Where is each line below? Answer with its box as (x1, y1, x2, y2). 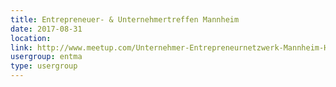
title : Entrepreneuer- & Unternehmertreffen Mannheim (10, 14, 240, 25)
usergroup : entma (10, 52, 83, 62)
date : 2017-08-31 (10, 24, 83, 34)
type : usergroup (10, 61, 78, 71)
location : (10, 33, 52, 43)
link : (10, 42, 33, 53)
